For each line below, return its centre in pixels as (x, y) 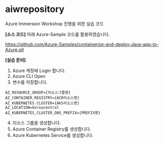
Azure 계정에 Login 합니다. (39, 70)
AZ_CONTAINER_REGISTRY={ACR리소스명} (42, 98)
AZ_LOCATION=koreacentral (32, 107)
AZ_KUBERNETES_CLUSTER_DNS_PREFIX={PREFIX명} (53, 113)
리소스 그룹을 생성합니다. (36, 122)
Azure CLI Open (29, 76)
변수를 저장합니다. (30, 82)
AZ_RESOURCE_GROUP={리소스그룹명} (38, 92)
